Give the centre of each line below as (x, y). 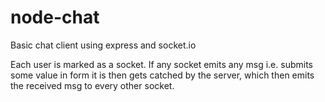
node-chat (55, 17)
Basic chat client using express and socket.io (103, 45)
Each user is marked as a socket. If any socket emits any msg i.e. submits (161, 64)
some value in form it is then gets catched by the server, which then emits (162, 75)
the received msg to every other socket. (92, 85)
